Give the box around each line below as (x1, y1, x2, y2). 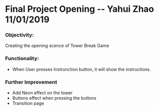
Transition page (12, 100, 44, 107)
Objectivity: (5, 32, 34, 38)
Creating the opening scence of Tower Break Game (5, 43, 109, 49)
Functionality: (5, 55, 39, 62)
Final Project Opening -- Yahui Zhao (5, 3, 154, 15)
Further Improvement (5, 78, 58, 85)
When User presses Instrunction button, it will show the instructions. (12, 66, 151, 72)
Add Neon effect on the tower (12, 90, 73, 96)
